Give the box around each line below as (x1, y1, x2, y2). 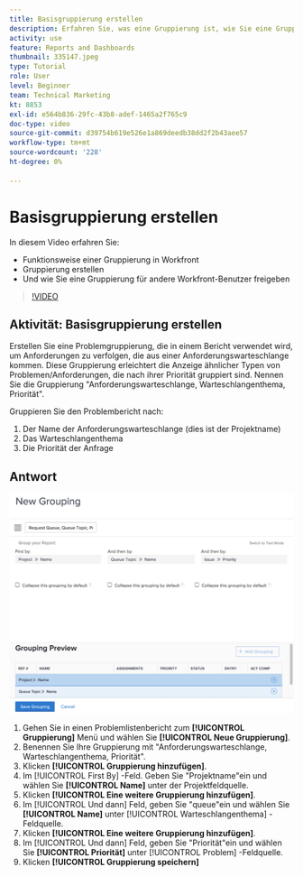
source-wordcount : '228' (9, 148, 103, 157)
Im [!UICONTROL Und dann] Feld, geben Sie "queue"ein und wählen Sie (22, 799, 290, 810)
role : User (9, 72, 50, 81)
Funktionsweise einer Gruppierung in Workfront (22, 254, 200, 265)
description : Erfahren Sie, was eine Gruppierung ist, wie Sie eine (9, 23, 272, 33)
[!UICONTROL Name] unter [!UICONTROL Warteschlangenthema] (22, 808, 268, 820)
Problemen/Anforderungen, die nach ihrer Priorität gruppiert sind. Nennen (9, 370, 284, 381)
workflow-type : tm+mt (9, 138, 91, 148)
